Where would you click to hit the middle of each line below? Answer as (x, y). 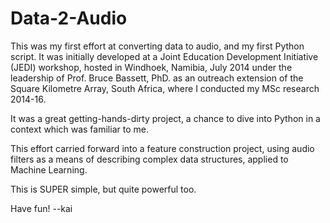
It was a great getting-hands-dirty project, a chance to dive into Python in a (165, 118)
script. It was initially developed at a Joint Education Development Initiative (164, 56)
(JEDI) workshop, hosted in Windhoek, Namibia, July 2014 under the (151, 67)
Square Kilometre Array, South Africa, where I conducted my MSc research (165, 88)
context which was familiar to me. (79, 129)
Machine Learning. (49, 169)
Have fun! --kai (41, 208)
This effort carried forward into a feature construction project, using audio (162, 148)
